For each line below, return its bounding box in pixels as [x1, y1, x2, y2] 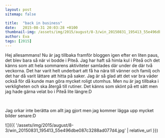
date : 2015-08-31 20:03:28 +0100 [5, 25, 78, 30]
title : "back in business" [5, 21, 63, 25]
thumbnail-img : [5, 30, 36, 35]
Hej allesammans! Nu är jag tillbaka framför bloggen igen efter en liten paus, [5, 52, 159, 58]
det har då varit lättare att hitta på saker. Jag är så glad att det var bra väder [5, 73, 159, 79]
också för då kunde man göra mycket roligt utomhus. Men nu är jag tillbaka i [5, 78, 159, 84]
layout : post [5, 7, 32, 12]
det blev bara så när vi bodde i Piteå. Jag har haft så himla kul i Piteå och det [5, 57, 160, 63]
